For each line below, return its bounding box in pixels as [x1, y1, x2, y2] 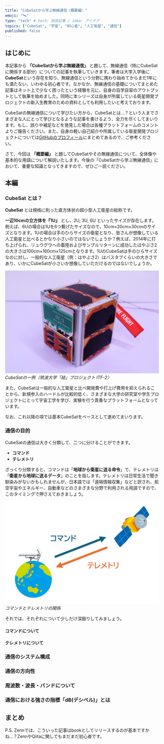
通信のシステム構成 [5, 653, 50, 660]
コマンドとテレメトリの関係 [5, 605, 61, 611]
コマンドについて [5, 628, 40, 634]
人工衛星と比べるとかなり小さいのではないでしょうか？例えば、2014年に [5, 236, 152, 241]
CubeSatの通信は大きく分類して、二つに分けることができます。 [5, 439, 133, 445]
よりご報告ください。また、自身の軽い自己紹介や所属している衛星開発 [5, 128, 146, 134]
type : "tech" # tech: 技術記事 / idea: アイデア [5, 18, 100, 23]
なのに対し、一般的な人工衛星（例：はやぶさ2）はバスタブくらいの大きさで [5, 254, 158, 260]
